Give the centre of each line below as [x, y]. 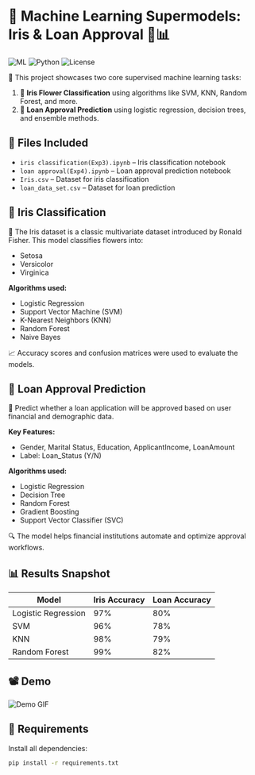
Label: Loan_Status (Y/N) [60, 456]
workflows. [27, 548]
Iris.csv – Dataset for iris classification [84, 179]
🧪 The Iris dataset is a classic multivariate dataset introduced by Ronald [125, 231]
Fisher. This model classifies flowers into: [76, 240]
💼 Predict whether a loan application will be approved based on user [120, 408]
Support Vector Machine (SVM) [71, 311]
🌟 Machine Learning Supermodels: [125, 16]
